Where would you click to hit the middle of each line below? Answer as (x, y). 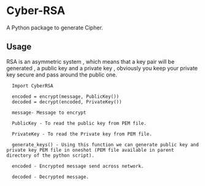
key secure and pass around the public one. (62, 75)
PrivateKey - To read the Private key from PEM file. (82, 134)
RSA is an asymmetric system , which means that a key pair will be (91, 61)
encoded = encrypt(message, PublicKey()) (66, 96)
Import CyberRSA (33, 86)
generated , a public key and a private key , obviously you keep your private (102, 68)
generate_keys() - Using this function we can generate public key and (106, 144)
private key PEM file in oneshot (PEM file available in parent (90, 150)
